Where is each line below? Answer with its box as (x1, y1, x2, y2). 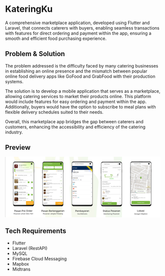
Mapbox (12, 261, 30, 267)
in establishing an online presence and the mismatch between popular (5, 68, 148, 74)
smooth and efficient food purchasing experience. (5, 35, 107, 41)
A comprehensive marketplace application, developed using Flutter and (5, 20, 150, 26)
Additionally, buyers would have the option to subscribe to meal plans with (5, 103, 156, 109)
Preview (5, 143, 31, 152)
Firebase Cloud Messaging (12, 255, 67, 262)
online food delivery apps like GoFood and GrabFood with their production (5, 73, 156, 79)
